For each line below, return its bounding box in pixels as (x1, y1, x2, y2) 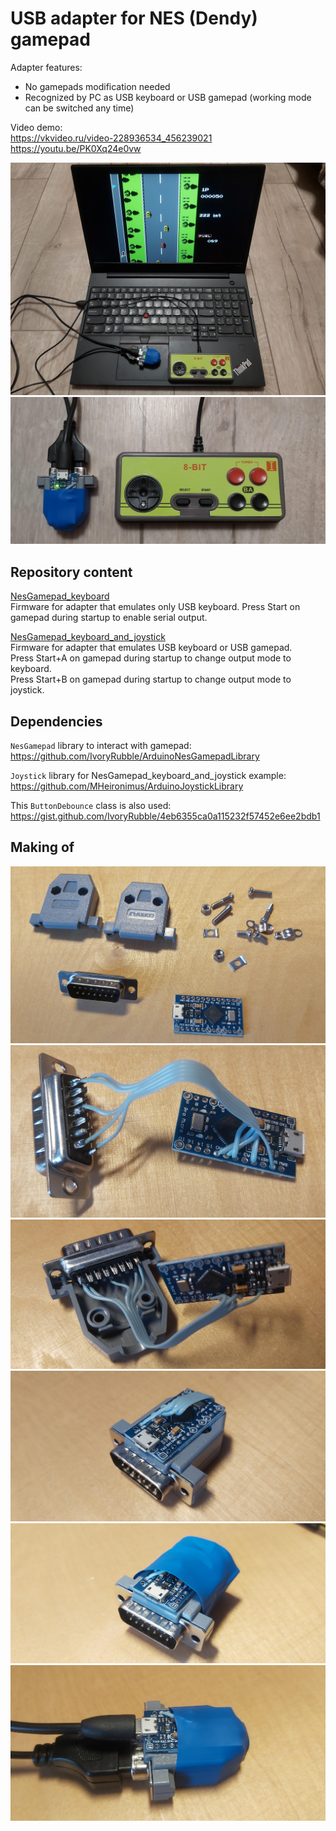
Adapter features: (10, 61, 83, 73)
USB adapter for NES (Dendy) (10, 7, 258, 30)
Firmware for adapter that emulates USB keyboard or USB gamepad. (10, 642, 293, 654)
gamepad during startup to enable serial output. (10, 612, 208, 624)
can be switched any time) (24, 102, 135, 114)
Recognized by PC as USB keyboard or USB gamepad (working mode (24, 91, 312, 103)
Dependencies (10, 713, 103, 730)
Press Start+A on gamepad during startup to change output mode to (10, 652, 292, 664)
